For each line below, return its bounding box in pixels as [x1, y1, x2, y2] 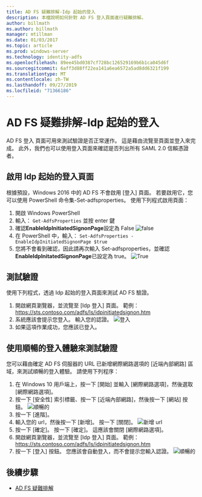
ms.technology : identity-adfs [6, 54, 83, 60]
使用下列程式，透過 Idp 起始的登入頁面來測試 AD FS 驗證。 [6, 289, 152, 296]
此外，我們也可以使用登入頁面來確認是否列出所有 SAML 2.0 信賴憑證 [18, 144, 189, 152]
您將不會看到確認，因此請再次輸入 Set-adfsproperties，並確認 [15, 245, 171, 252]
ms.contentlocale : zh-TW [6, 76, 69, 82]
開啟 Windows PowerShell [15, 209, 80, 216]
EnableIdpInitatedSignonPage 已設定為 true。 [15, 252, 130, 259]
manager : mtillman [6, 32, 53, 38]
